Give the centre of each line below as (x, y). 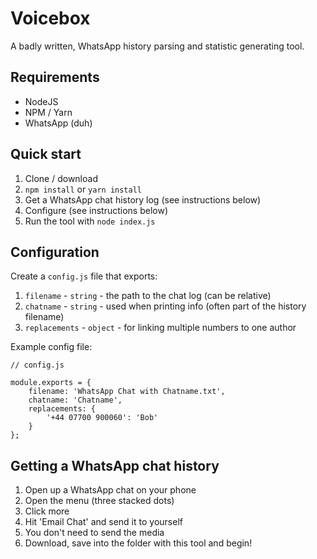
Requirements (55, 77)
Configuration (55, 252)
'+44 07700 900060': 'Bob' (102, 418)
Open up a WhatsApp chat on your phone (110, 490)
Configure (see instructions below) (96, 210)
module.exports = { (51, 383)
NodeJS (41, 101)
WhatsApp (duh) (58, 123)
